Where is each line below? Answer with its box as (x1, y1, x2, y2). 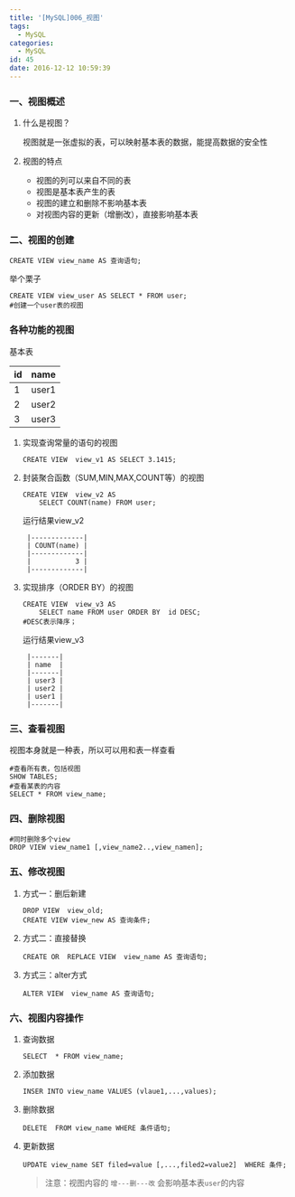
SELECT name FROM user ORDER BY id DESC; (39, 608, 201, 617)
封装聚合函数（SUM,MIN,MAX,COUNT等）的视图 (22, 472, 205, 483)
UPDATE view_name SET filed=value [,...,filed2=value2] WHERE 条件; (22, 1160, 287, 1169)
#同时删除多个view (9, 835, 70, 844)
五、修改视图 (9, 865, 66, 878)
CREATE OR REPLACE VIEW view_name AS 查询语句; (22, 952, 207, 961)
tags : (9, 22, 30, 31)
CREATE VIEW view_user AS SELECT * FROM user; (9, 291, 188, 301)
